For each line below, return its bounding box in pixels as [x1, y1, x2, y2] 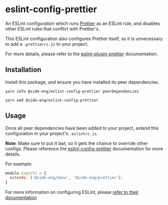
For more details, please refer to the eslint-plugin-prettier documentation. [5, 51, 158, 57]
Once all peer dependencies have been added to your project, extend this [5, 125, 159, 131]
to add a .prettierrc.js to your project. [5, 41, 89, 47]
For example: [5, 161, 33, 167]
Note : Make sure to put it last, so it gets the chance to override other [5, 140, 148, 146]
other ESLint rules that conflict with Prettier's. [5, 25, 100, 31]
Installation [5, 65, 41, 74]
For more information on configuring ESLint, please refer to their [5, 189, 139, 195]
